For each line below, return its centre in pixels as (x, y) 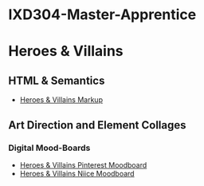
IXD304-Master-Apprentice (102, 15)
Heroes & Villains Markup (61, 100)
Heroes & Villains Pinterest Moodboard (83, 164)
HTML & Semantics (57, 80)
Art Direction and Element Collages (97, 125)
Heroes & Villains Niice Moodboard (77, 173)
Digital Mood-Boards (49, 148)
